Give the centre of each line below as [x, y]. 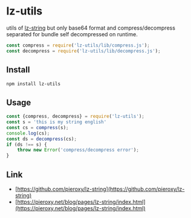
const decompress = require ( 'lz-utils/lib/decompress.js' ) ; [84, 51]
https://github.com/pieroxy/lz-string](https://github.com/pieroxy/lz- [101, 189]
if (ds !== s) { [27, 144]
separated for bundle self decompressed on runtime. [72, 34]
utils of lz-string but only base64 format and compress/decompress [91, 28]
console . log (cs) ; [28, 133]
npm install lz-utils [34, 84]
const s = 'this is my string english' [57, 122]
